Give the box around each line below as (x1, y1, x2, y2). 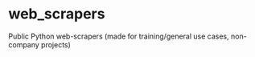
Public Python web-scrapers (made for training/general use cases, (8, 31, 229, 41)
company (8, 39, 40, 49)
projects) (41, 39, 71, 49)
